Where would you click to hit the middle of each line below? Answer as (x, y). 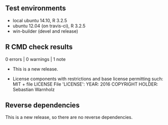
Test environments (36, 8)
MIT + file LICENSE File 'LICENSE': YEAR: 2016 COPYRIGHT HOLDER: (85, 84)
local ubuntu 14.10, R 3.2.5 (40, 20)
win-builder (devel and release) (45, 31)
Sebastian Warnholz (33, 89)
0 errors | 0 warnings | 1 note (36, 59)
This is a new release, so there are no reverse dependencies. (69, 117)
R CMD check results (39, 47)
